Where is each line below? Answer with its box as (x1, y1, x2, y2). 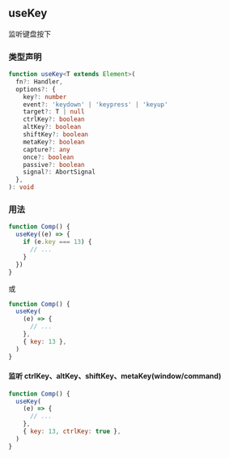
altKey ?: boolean (23, 123, 82, 131)
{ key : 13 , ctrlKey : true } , (23, 427, 121, 436)
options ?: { (15, 85, 57, 93)
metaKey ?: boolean (23, 138, 85, 146)
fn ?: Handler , (15, 77, 63, 86)
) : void (8, 183, 35, 191)
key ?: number (23, 92, 67, 101)
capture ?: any (23, 145, 70, 153)
